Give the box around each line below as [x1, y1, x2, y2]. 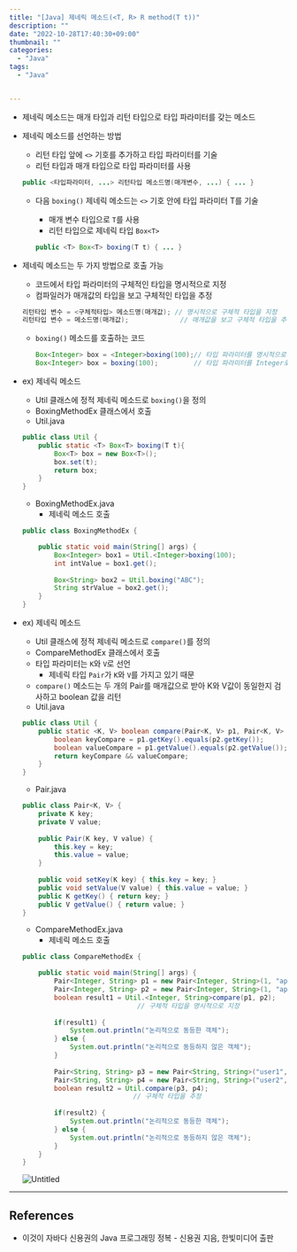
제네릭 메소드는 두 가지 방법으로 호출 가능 [21, 260, 164, 270]
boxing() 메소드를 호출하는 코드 [34, 333, 146, 344]
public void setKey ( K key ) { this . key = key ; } [38, 875, 217, 884]
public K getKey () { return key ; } [38, 891, 170, 900]
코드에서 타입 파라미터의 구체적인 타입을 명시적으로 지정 [34, 278, 227, 289]
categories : [9, 46, 53, 55]
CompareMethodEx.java [34, 924, 124, 935]
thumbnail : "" [9, 37, 62, 47]
